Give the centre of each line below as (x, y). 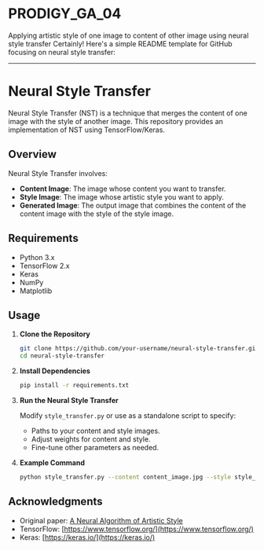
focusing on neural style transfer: (62, 52)
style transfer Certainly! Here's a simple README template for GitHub (120, 43)
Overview (33, 154)
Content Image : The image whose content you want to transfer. (123, 189)
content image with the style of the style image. (97, 214)
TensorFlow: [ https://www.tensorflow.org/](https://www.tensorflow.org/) (136, 529)
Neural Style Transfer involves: (58, 173)
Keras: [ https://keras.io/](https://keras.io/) (87, 537)
